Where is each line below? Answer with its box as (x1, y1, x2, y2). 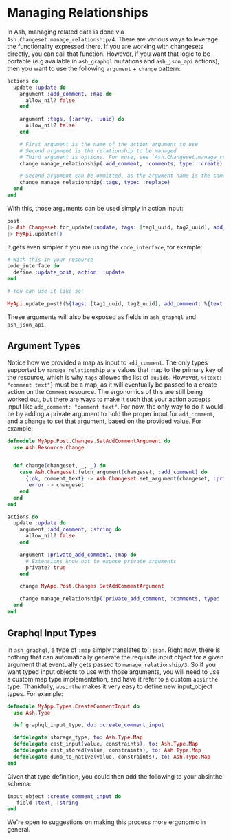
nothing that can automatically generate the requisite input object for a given (7, 653, 224, 661)
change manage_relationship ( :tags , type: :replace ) (19, 179, 170, 186)
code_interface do (7, 263, 60, 269)
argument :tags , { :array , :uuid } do (19, 116, 125, 123)
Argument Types (7, 340, 81, 352)
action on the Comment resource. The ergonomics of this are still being (7, 387, 203, 396)
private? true (25, 564, 67, 571)
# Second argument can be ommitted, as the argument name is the (19, 172, 211, 180)
